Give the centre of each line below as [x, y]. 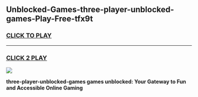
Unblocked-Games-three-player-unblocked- [90, 10]
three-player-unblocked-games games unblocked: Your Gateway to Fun [96, 81]
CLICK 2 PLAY [27, 58]
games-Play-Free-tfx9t [49, 19]
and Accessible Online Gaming [44, 88]
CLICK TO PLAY [29, 36]
